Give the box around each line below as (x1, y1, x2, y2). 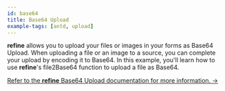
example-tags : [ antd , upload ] (7, 23, 94, 29)
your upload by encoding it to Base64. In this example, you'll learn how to (7, 56, 215, 64)
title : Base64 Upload (7, 16, 69, 23)
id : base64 (7, 10, 39, 17)
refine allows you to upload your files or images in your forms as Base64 (7, 42, 213, 50)
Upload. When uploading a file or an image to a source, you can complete (7, 49, 216, 57)
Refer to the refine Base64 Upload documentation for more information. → (7, 77, 219, 85)
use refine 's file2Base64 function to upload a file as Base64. (7, 63, 180, 72)
